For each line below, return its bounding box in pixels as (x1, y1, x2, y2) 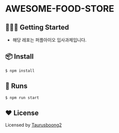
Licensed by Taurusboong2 (5, 122, 62, 128)
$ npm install (5, 68, 35, 73)
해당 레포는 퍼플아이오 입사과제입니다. (12, 37, 87, 43)
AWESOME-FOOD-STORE (5, 3, 114, 15)
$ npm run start (5, 95, 39, 100)
